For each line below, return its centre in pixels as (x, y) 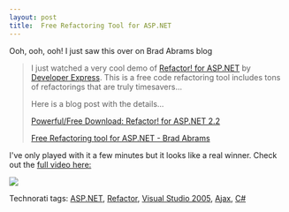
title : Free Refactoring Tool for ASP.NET (91, 26)
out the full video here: (50, 164)
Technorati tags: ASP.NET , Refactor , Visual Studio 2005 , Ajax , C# (128, 198)
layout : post (33, 17)
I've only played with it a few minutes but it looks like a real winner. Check (143, 155)
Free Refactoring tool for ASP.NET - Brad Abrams (120, 138)
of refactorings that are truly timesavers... (106, 87)
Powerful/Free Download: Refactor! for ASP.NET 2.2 (125, 121)
